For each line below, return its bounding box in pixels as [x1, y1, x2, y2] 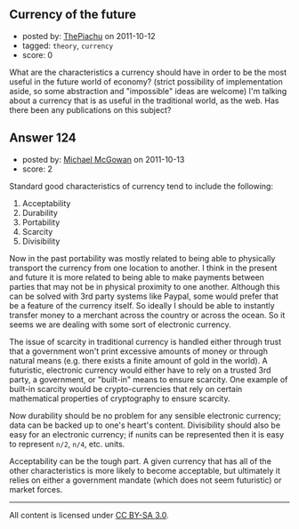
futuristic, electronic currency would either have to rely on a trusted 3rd [9, 365, 271, 375]
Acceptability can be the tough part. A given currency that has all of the [9, 455, 271, 466]
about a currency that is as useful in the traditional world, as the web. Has [9, 95, 279, 106]
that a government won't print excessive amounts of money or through [9, 346, 269, 357]
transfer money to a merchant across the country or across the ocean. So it [9, 309, 286, 320]
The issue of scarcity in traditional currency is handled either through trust [9, 336, 282, 347]
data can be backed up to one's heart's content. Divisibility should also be [9, 420, 281, 430]
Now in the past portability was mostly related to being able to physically [9, 252, 276, 263]
